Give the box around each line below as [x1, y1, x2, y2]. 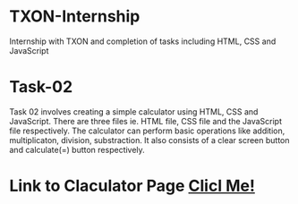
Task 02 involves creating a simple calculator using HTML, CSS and [9, 106, 259, 117]
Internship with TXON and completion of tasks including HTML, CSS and [9, 36, 277, 47]
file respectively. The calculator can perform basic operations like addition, [9, 125, 285, 136]
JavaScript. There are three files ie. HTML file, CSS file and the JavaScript [9, 115, 283, 126]
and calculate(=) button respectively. [9, 144, 145, 155]
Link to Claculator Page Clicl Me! [9, 176, 255, 196]
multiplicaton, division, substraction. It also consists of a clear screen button [9, 134, 290, 145]
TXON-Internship [9, 6, 140, 27]
